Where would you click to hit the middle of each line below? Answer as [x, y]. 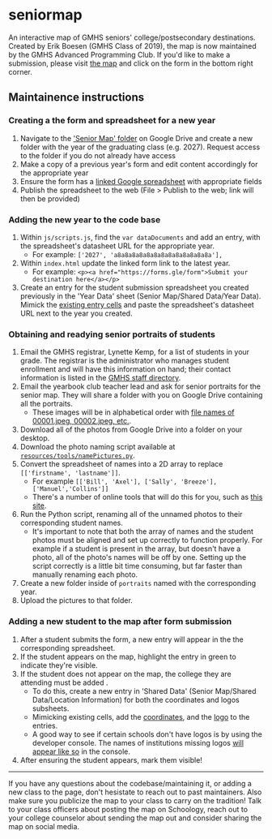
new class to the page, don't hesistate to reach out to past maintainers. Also [135, 792]
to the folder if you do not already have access [98, 155]
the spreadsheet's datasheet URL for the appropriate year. [117, 246]
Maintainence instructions [76, 98]
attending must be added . [64, 682]
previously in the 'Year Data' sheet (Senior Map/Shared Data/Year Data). [140, 296]
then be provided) [50, 198]
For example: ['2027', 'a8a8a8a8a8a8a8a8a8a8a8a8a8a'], [127, 254]
